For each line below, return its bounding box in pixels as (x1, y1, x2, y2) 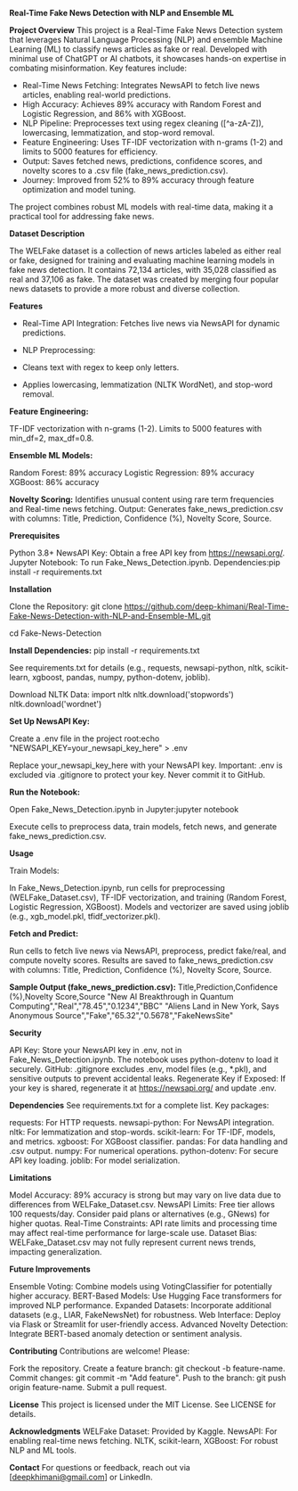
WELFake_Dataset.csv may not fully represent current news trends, (9, 1237, 256, 1248)
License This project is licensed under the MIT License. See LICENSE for (9, 1399, 277, 1410)
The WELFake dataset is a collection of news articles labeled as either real (9, 245, 282, 256)
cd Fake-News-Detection (9, 628, 102, 638)
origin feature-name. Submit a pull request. (9, 1382, 167, 1392)
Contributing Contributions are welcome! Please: (9, 1346, 190, 1356)
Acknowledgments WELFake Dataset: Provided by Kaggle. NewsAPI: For (9, 1426, 278, 1437)
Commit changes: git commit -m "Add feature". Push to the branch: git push (9, 1372, 286, 1383)
